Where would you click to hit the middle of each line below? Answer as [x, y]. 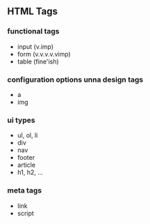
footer [26, 158]
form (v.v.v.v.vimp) [44, 54]
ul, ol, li [27, 135]
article [26, 165]
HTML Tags [32, 12]
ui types [21, 120]
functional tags [34, 31]
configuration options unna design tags [75, 80]
